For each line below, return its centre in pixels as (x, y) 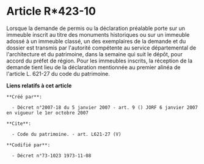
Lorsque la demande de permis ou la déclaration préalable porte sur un (96, 28)
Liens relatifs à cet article (39, 85)
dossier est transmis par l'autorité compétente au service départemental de (101, 48)
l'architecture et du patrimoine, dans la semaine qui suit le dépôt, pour (95, 54)
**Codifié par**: (28, 145)
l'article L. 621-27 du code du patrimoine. (58, 73)
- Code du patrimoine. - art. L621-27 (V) (67, 134)
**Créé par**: (24, 97)
